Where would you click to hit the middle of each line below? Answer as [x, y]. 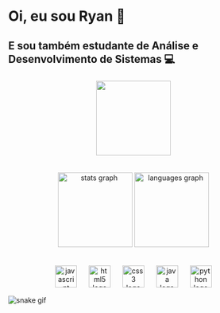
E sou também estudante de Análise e [103, 46]
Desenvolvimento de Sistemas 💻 [92, 59]
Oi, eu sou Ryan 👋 [67, 16]
